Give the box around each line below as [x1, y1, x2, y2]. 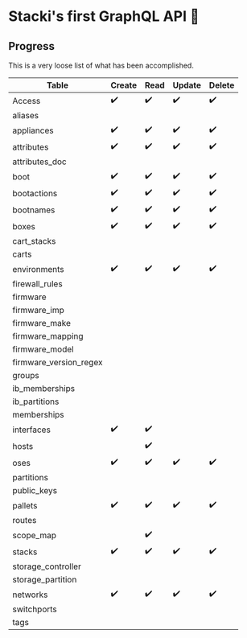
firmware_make [12, 318, 71, 328]
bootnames [12, 204, 56, 216]
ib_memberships [12, 383, 76, 393]
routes [12, 515, 37, 525]
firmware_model [12, 344, 74, 355]
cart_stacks [12, 236, 56, 246]
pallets [12, 500, 38, 511]
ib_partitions [12, 396, 60, 407]
